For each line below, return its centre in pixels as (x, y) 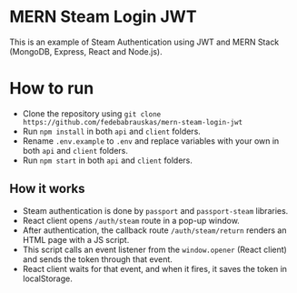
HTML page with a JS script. (76, 239)
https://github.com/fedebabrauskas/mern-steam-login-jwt (133, 122)
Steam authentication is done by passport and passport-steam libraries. (155, 210)
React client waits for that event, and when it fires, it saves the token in (155, 268)
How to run (52, 89)
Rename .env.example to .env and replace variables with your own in (151, 141)
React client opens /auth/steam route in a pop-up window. (131, 220)
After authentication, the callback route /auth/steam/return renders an (154, 230)
